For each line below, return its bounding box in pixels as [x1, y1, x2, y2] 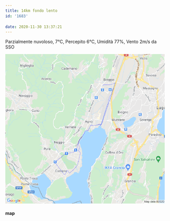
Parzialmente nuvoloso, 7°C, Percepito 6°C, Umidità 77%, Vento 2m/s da [5, 38, 157, 45]
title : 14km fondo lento [5, 8, 58, 13]
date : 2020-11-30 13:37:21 [5, 24, 62, 29]
